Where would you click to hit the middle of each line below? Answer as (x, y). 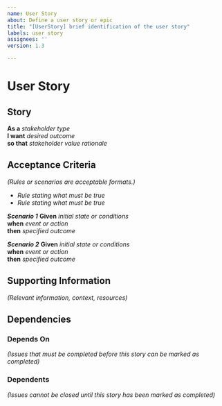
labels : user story (35, 33)
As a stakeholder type (39, 128)
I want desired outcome (41, 136)
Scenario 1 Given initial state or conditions (68, 216)
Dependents (28, 380)
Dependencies (39, 320)
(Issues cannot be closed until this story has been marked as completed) (111, 395)
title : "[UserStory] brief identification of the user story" (99, 26)
